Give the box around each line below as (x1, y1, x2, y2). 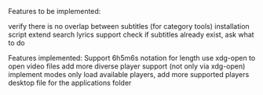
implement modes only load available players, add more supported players (8, 70, 250, 79)
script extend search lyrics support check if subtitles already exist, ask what (8, 30, 254, 39)
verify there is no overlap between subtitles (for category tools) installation (8, 22, 250, 30)
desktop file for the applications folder (8, 78, 132, 87)
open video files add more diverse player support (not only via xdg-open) (8, 62, 246, 71)
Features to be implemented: (8, 7, 101, 16)
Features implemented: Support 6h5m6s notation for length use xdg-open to (8, 54, 256, 62)
